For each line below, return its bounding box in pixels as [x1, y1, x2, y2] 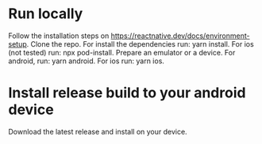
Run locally [8, 5, 83, 23]
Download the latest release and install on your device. [8, 127, 188, 136]
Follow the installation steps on [8, 31, 110, 40]
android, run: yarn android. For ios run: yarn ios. [8, 56, 165, 66]
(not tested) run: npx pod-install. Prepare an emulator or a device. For [8, 47, 236, 57]
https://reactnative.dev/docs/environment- [110, 31, 250, 40]
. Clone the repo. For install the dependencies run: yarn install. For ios [26, 39, 254, 48]
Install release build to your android [8, 84, 246, 102]
